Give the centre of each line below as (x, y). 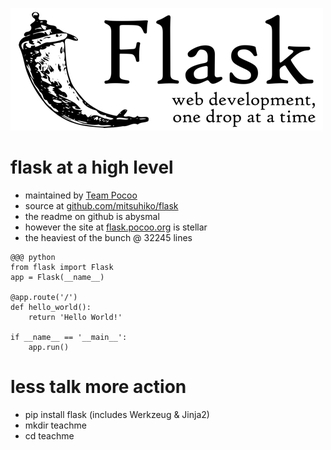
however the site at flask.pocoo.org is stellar (116, 227)
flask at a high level (92, 167)
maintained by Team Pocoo (81, 195)
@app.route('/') (44, 297)
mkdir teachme (55, 425)
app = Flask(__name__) (57, 277)
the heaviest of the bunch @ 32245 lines (108, 237)
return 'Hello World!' (75, 317)
